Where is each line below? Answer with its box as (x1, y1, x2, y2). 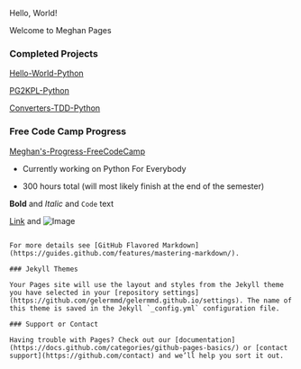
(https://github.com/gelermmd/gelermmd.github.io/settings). (9, 296, 244, 305)
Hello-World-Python (9, 67, 84, 79)
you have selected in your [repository (9, 288, 160, 297)
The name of (247, 296, 293, 305)
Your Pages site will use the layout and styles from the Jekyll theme (9, 280, 284, 289)
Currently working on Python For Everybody (22, 163, 187, 174)
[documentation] (174, 335, 236, 345)
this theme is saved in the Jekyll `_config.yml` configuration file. (9, 303, 280, 313)
